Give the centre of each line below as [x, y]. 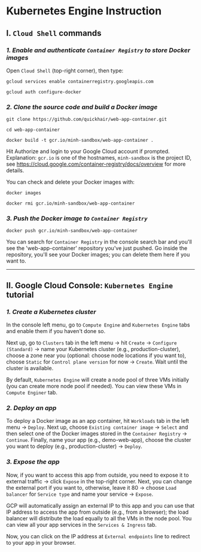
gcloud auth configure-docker [44, 92]
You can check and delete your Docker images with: [70, 182]
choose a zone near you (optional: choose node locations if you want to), [96, 356]
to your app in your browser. [41, 542]
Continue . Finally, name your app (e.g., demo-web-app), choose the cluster [99, 440]
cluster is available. [30, 368]
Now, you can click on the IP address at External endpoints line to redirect [98, 536]
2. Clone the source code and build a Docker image [82, 107]
